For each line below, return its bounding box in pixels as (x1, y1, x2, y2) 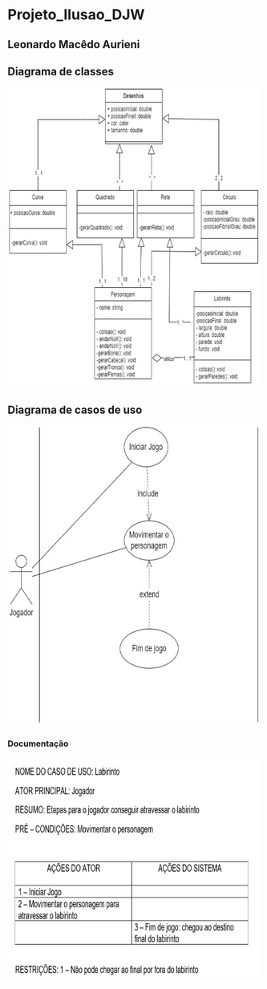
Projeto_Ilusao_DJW (7, 6, 145, 24)
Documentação (7, 738, 69, 749)
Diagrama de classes (7, 64, 114, 78)
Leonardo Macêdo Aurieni (7, 38, 140, 51)
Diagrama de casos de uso (7, 403, 143, 416)
